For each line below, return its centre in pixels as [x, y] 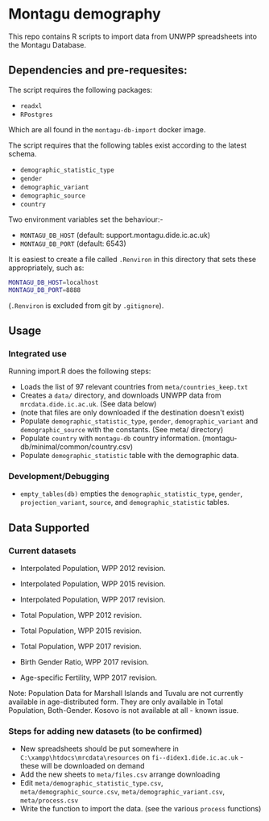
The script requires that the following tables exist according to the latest [128, 145]
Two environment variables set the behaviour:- [86, 219]
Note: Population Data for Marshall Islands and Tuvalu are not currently [126, 694]
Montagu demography [85, 14]
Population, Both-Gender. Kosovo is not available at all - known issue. [124, 711]
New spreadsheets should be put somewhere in [99, 749]
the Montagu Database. [48, 44]
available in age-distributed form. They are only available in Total [116, 702]
